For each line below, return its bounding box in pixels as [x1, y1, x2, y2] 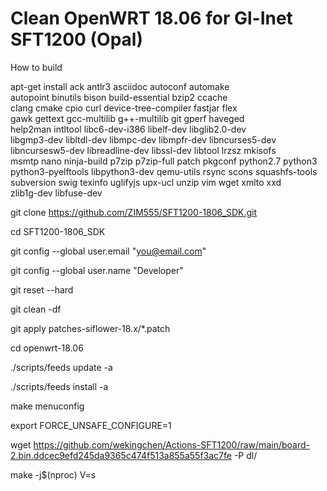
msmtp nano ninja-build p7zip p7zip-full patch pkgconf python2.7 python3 [10, 155, 318, 167]
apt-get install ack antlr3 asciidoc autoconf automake [10, 80, 230, 92]
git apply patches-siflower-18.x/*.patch [10, 322, 171, 334]
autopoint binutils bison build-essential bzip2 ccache [10, 91, 228, 103]
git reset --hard [10, 283, 74, 296]
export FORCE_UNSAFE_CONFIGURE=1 [10, 419, 172, 431]
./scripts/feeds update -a [10, 361, 113, 373]
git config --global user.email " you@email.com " [10, 245, 207, 257]
